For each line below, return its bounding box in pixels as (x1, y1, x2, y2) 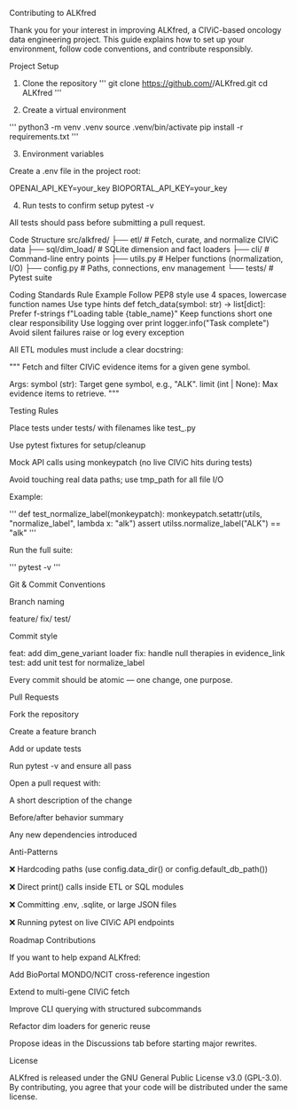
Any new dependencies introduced (9, 829, 137, 840)
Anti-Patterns (9, 847, 59, 857)
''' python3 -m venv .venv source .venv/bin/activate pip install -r (9, 122, 244, 132)
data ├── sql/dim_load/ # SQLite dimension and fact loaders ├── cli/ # (9, 244, 270, 254)
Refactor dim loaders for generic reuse (9, 1021, 151, 1031)
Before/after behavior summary (9, 812, 124, 822)
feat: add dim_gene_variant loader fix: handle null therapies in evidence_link (9, 648, 285, 658)
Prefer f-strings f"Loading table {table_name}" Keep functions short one (9, 308, 273, 319)
